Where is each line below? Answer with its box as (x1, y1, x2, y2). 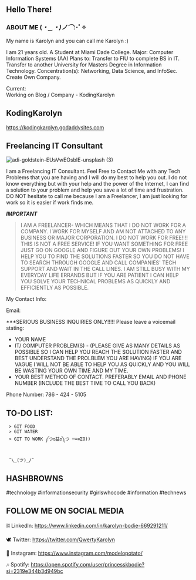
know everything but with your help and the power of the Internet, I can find (6, 180, 190, 187)
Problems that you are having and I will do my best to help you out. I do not (6, 174, 187, 181)
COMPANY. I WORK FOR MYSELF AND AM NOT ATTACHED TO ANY (20, 228, 186, 235)
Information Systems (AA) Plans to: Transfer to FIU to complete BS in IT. (6, 55, 180, 62)
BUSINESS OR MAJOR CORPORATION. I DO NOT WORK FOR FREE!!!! (20, 234, 188, 242)
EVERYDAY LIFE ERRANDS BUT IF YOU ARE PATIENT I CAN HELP (20, 271, 179, 279)
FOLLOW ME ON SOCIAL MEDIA (6, 506, 124, 516)
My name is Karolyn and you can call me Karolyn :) (6, 37, 129, 44)
